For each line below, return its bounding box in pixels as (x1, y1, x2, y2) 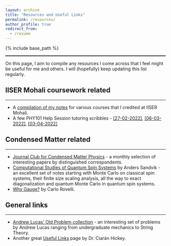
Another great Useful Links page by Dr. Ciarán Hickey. (12, 235, 126, 241)
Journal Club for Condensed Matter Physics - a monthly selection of (12, 153, 156, 159)
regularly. (5, 71, 25, 77)
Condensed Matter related (5, 135, 91, 144)
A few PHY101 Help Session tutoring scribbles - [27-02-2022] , (12, 115, 144, 121)
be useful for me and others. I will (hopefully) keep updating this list (5, 66, 147, 72)
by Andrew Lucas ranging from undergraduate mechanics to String (12, 225, 154, 231)
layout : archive (5, 7, 40, 13)
